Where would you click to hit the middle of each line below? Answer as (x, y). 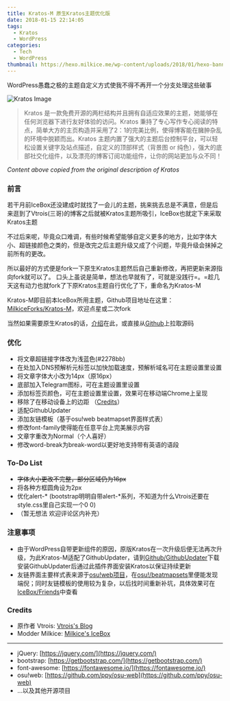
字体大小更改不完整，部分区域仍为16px (72, 479)
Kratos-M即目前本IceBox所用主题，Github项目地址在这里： (90, 300)
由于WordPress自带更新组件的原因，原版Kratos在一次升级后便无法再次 (117, 549)
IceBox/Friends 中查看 (47, 592)
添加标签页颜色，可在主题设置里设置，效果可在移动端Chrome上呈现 (112, 393)
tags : (15, 26)
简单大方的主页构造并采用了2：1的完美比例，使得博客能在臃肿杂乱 (129, 130)
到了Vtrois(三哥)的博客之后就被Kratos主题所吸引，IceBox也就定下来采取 (120, 213)
